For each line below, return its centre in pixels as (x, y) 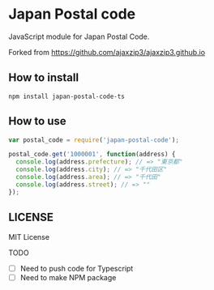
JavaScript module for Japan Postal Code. (79, 36)
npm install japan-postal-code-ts (67, 96)
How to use (37, 121)
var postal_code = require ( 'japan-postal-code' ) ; (94, 140)
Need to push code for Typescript (77, 268)
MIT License (29, 237)
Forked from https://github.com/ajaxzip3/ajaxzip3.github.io (107, 52)
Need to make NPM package (68, 277)
